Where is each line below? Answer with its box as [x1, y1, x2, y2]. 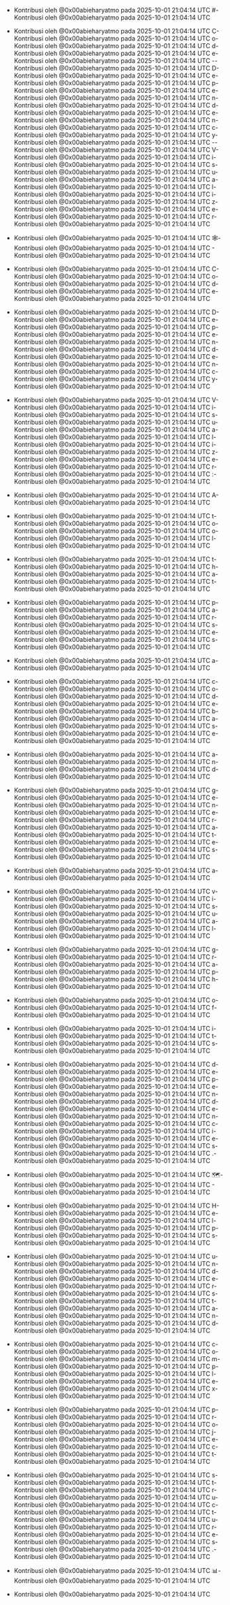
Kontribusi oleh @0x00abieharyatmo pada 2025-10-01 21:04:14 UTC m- [13, 1355, 221, 1363]
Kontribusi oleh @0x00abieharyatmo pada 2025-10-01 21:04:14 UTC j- [13, 1428, 217, 1436]
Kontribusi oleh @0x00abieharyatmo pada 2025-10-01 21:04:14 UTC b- [13, 707, 219, 715]
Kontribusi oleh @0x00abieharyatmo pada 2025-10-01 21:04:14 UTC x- [13, 1384, 218, 1393]
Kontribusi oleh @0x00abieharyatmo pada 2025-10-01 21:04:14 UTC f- [13, 1004, 217, 1011]
